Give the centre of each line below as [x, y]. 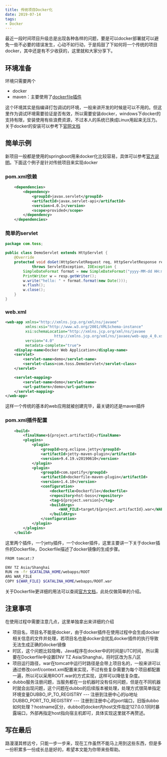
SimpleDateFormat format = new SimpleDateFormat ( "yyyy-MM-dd [88, 271]
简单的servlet [22, 233]
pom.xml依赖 [21, 176]
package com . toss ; [24, 244]
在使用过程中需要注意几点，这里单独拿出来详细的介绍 [60, 621]
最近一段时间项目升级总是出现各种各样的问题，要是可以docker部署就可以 [80, 38]
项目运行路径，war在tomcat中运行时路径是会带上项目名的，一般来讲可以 [86, 663]
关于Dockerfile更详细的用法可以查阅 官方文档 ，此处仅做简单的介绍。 [75, 592]
